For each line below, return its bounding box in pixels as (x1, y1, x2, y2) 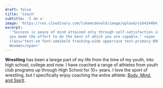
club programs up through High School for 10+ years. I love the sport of (5, 67, 148, 73)
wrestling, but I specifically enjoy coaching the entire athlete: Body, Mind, (5, 72, 152, 78)
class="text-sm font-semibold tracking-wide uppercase (9, 39, 123, 44)
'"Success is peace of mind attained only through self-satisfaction (9, 30, 153, 35)
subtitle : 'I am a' (5, 16, 45, 21)
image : (5, 20, 18, 26)
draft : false (5, 7, 32, 12)
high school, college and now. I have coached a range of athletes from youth (5, 62, 158, 68)
